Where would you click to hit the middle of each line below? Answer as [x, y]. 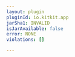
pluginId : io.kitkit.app [37, 17]
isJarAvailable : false [35, 28]
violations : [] [25, 40]
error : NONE [21, 34]
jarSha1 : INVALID [28, 23]
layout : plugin [25, 12]
